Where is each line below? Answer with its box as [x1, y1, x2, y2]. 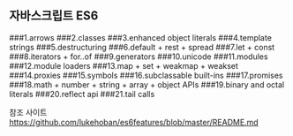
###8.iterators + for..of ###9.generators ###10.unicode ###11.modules [9, 51, 268, 62]
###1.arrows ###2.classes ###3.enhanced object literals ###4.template [9, 32, 272, 42]
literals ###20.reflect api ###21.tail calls [9, 88, 155, 99]
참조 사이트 [9, 107, 48, 117]
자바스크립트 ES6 [9, 8, 99, 24]
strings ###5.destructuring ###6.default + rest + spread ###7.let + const [9, 42, 275, 52]
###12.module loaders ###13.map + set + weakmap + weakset [9, 60, 238, 71]
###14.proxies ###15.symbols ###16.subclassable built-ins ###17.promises [9, 70, 283, 80]
